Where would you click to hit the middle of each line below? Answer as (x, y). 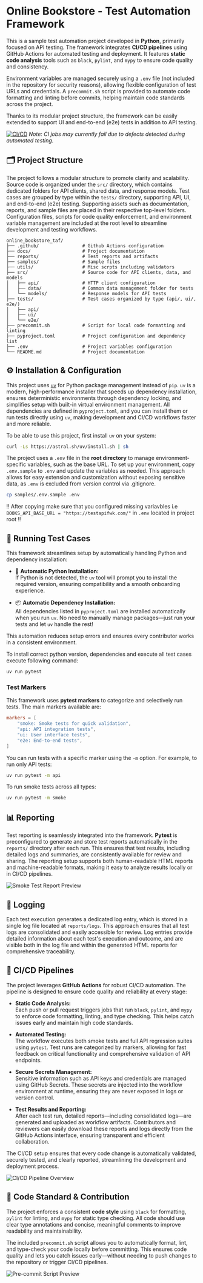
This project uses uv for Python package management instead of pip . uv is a (101, 385)
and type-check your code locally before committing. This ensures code (97, 1249)
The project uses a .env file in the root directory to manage (80, 458)
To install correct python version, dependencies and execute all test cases (99, 654)
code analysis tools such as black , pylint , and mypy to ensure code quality (100, 60)
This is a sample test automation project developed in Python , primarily (95, 41)
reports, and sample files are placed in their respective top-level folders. (96, 210)
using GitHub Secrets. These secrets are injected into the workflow (99, 1085)
